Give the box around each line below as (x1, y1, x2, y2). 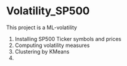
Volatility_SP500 (6, 4, 90, 18)
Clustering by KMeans (14, 48, 70, 55)
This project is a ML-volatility (6, 24, 78, 31)
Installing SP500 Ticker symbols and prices (14, 35, 122, 42)
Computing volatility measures (14, 42, 90, 49)
